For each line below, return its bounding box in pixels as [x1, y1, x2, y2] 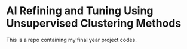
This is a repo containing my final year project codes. [6, 36, 137, 43]
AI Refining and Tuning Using [6, 4, 154, 18]
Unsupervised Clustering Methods [6, 17, 182, 30]
